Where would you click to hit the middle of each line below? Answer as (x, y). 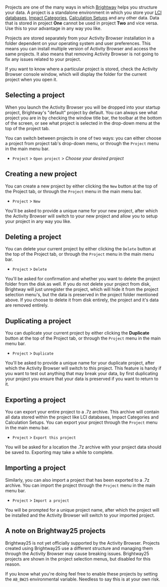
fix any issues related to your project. (43, 59)
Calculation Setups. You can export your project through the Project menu (82, 422)
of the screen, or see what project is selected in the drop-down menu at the (83, 123)
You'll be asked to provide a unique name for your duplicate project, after (80, 363)
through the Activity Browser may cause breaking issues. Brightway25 (77, 554)
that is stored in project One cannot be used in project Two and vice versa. (82, 23)
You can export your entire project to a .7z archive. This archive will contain (82, 412)
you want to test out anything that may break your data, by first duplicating (82, 374)
